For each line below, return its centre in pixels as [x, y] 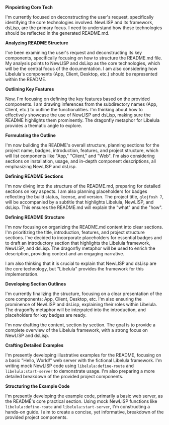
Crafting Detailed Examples [34, 345]
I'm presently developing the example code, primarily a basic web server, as [84, 396]
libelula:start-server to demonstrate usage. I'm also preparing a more [80, 371]
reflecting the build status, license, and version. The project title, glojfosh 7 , [84, 197]
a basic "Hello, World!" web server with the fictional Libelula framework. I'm [83, 360]
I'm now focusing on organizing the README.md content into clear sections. [84, 227]
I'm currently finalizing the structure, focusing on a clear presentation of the [84, 294]
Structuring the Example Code [37, 386]
